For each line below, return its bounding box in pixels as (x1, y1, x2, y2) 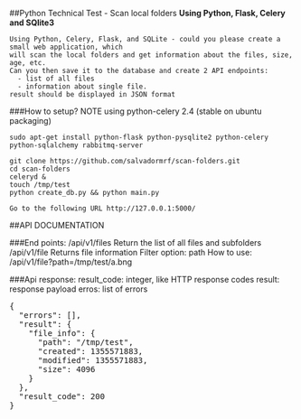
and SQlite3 (9, 17, 54, 28)
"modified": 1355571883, (37, 356, 148, 365)
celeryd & (9, 172, 47, 182)
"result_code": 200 (18, 392, 106, 401)
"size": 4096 (37, 365, 96, 374)
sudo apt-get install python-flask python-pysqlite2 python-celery (9, 133, 269, 142)
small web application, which (9, 42, 124, 51)
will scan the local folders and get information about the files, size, (9, 51, 294, 60)
